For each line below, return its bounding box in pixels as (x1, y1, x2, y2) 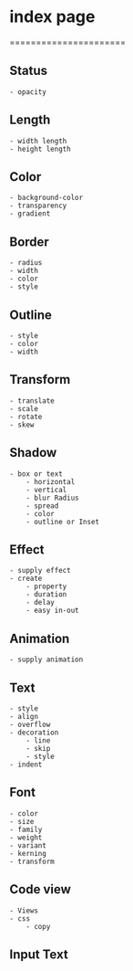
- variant (9, 840, 47, 850)
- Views (9, 906, 39, 915)
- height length (9, 144, 71, 153)
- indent (9, 760, 43, 769)
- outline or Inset (26, 517, 100, 526)
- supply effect (9, 566, 71, 575)
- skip (26, 744, 51, 754)
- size (9, 817, 35, 826)
